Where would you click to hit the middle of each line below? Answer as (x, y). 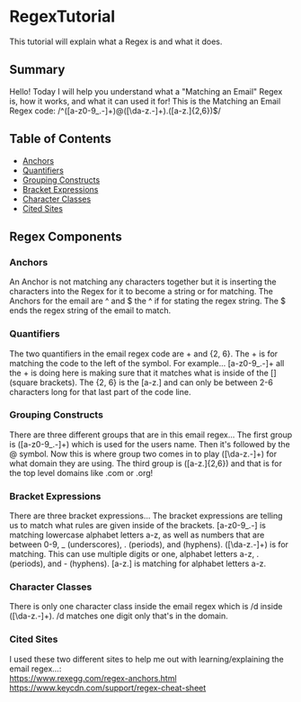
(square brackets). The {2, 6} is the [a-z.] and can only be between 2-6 (142, 382)
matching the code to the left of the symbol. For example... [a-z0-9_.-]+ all (147, 363)
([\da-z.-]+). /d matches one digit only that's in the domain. (119, 616)
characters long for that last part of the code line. (100, 391)
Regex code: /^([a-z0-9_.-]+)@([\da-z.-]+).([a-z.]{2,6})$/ (115, 111)
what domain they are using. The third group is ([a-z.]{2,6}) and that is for (146, 463)
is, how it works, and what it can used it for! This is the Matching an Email (145, 101)
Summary (37, 70)
